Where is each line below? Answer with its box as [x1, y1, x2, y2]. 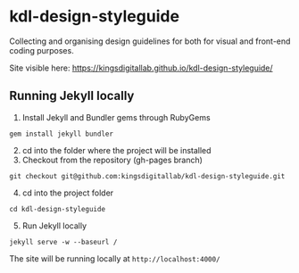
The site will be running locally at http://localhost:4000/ [9, 252, 220, 264]
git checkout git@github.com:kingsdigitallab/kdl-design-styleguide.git [9, 171, 286, 180]
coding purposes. [9, 45, 74, 55]
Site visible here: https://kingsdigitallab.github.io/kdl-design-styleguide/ [9, 62, 274, 73]
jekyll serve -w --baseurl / [9, 237, 118, 246]
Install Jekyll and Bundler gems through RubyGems [21, 112, 212, 122]
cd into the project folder [21, 187, 114, 198]
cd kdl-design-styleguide [9, 204, 105, 213]
